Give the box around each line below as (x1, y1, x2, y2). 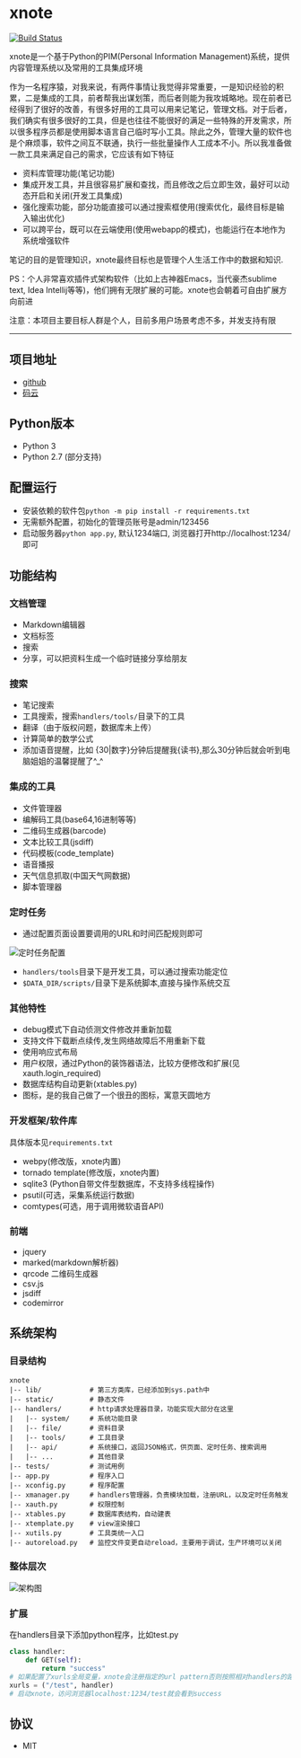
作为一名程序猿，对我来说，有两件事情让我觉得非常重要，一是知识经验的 (9, 81, 276, 92)
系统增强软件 (21, 234, 70, 245)
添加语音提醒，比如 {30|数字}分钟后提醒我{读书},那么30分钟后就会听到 (21, 745, 283, 755)
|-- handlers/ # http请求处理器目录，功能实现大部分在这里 (9, 1404, 235, 1413)
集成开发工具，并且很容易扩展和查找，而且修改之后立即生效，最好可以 (21, 179, 282, 190)
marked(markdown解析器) (21, 1257, 119, 1268)
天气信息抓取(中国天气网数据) (21, 870, 132, 880)
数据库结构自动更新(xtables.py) (21, 1079, 138, 1090)
